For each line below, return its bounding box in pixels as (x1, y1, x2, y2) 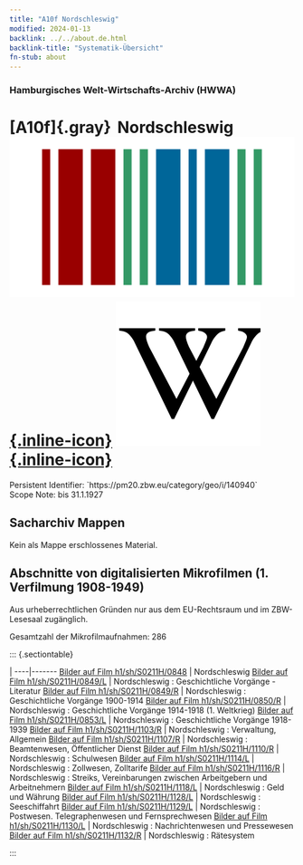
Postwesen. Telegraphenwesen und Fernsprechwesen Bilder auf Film (9, 811, 269, 822)
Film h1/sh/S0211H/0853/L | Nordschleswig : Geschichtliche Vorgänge (9, 714, 270, 725)
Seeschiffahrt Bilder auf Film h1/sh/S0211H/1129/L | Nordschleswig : (9, 801, 260, 812)
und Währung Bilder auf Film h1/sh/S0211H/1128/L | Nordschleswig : (9, 791, 261, 802)
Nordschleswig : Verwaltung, (168, 724, 277, 735)
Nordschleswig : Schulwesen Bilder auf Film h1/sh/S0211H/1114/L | (9, 753, 255, 764)
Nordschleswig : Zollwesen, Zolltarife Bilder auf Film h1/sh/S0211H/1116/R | (9, 762, 286, 774)
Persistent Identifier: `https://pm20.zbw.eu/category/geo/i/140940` (9, 479, 258, 490)
